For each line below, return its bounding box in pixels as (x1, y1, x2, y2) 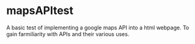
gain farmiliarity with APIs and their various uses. (6, 30, 130, 37)
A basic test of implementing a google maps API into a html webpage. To (6, 24, 189, 31)
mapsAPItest (6, 4, 74, 18)
